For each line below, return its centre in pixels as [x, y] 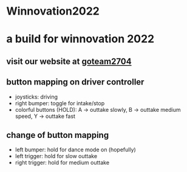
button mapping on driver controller [75, 82]
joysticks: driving [36, 97]
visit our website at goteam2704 [69, 61]
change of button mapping [58, 135]
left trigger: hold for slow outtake [56, 156]
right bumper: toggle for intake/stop [60, 103]
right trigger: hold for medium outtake [62, 163]
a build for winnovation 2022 [80, 39]
